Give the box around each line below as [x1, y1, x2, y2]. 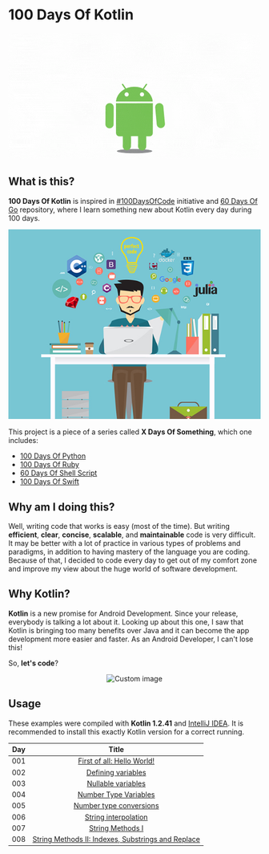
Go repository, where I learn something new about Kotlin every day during [8, 205, 252, 214]
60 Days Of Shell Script [19, 468, 98, 478]
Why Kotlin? [8, 588, 70, 601]
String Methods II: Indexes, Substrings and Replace [32, 835, 200, 844]
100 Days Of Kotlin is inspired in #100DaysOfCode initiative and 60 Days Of [8, 196, 258, 205]
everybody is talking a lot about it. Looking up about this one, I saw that [8, 616, 244, 627]
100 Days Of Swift [19, 477, 79, 486]
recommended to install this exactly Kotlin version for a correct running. [8, 726, 244, 736]
